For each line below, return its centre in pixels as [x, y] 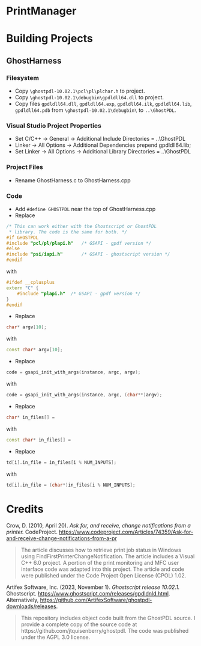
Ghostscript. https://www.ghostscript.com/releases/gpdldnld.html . [88, 594]
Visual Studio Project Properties [54, 126]
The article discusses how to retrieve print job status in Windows [101, 550]
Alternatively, [22, 600]
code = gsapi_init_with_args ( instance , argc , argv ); [73, 372]
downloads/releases [31, 606]
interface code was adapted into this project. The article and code [103, 569]
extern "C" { [22, 288]
